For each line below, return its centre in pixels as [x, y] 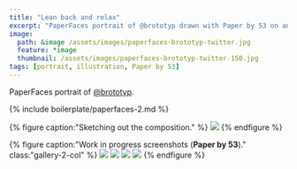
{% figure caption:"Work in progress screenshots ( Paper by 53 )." [128, 144]
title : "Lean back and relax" [65, 17]
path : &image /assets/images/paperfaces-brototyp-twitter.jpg [134, 42]
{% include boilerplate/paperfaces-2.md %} [89, 109]
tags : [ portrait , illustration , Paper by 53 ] [94, 67]
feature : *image [47, 50]
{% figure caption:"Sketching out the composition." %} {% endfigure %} [146, 127]
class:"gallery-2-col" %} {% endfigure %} [107, 155]
